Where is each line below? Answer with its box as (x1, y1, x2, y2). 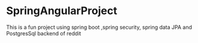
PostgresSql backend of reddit (6, 29, 81, 37)
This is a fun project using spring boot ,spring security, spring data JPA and (6, 24, 193, 31)
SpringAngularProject (6, 4, 118, 18)
